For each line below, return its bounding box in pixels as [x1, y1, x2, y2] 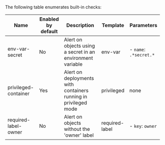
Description [66, 22, 94, 28]
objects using [63, 43, 95, 49]
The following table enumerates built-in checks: [5, 4, 102, 10]
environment [63, 55, 93, 61]
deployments [63, 75, 94, 81]
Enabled [39, 16, 59, 23]
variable [63, 61, 82, 68]
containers [63, 87, 89, 94]
